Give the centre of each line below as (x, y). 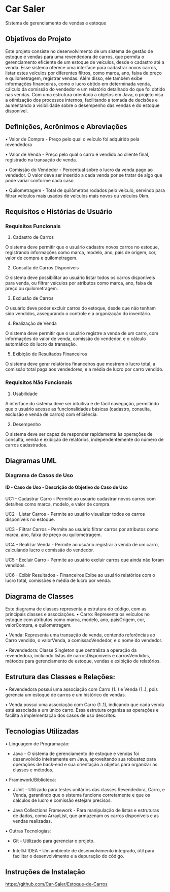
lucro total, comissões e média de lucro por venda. (58, 580)
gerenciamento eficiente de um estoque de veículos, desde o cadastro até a (85, 62)
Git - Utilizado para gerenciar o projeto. (54, 841)
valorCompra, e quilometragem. (39, 625)
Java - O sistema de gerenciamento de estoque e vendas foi (76, 754)
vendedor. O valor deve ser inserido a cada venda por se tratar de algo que (84, 175)
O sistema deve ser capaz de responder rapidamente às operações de (79, 434)
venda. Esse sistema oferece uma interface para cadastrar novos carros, (81, 67)
